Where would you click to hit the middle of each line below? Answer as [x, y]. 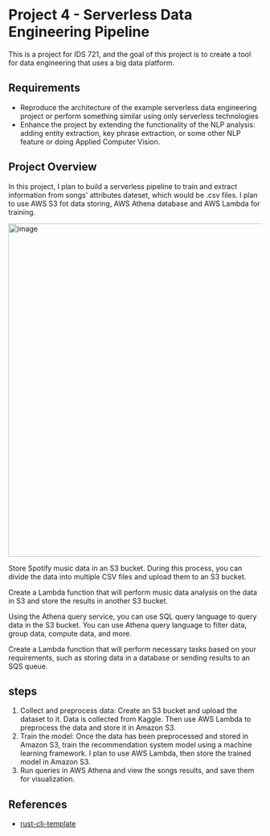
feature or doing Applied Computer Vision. [90, 142]
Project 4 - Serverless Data [100, 15]
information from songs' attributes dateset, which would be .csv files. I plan [133, 195]
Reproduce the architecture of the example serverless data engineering [138, 107]
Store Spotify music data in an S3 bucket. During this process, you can [125, 568]
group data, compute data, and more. [70, 633]
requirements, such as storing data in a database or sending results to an [129, 657]
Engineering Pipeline [79, 32]
